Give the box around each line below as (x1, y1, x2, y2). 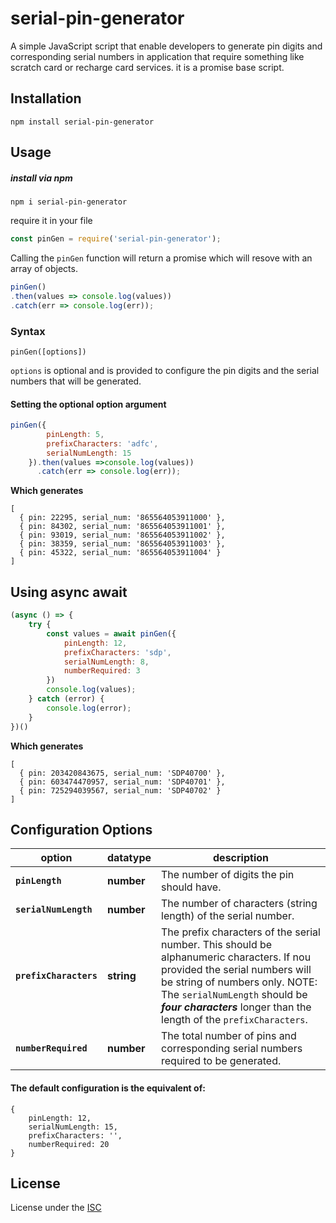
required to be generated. (161, 1054, 282, 1068)
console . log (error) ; (46, 703, 132, 713)
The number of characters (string (161, 897, 318, 911)
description (213, 851, 269, 865)
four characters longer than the (161, 1000, 312, 1014)
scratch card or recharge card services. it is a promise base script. (10, 61, 285, 73)
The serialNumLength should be (161, 988, 308, 1002)
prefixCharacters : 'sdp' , (63, 647, 172, 657)
